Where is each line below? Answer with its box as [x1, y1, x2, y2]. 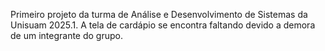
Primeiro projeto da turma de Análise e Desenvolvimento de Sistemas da [10, 9, 308, 20]
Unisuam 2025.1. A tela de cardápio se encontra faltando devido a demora [10, 19, 316, 31]
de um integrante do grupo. [10, 30, 123, 41]
